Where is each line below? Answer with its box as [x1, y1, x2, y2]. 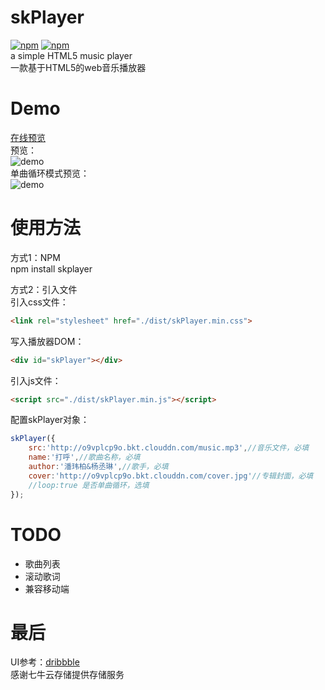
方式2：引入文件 [10, 283, 78, 295]
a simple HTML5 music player [10, 49, 133, 61]
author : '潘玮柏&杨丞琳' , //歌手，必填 [28, 462, 169, 472]
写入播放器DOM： [10, 335, 85, 347]
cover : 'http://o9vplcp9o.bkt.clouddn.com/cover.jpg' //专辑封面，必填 [28, 471, 314, 481]
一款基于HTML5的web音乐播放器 [10, 61, 147, 73]
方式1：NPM [10, 251, 61, 263]
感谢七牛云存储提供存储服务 [10, 669, 125, 681]
